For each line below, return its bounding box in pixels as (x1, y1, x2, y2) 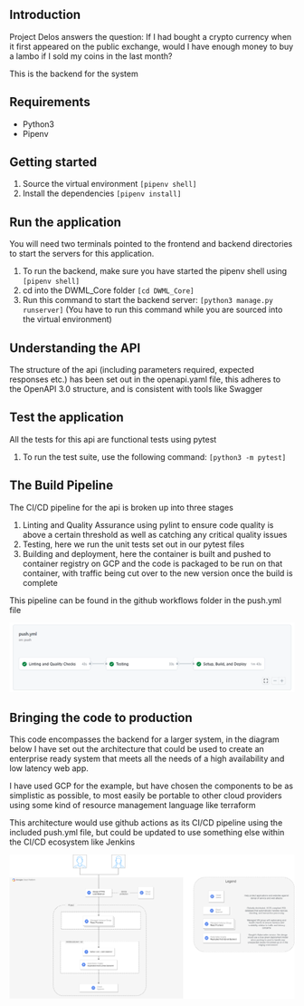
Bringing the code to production (9, 709, 193, 725)
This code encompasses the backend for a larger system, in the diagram (9, 734, 280, 745)
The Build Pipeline (9, 478, 114, 493)
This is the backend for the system (9, 68, 138, 79)
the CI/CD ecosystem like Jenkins (9, 836, 136, 847)
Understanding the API (9, 340, 141, 356)
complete (22, 577, 59, 588)
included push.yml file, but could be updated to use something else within (9, 827, 285, 838)
